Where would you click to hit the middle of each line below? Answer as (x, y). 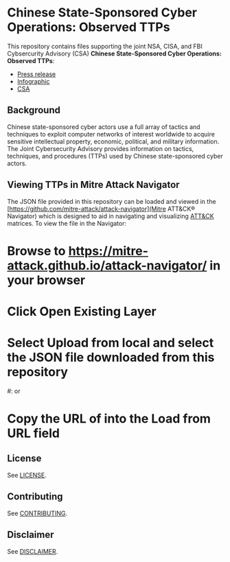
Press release (36, 74)
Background (34, 110)
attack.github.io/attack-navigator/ (107, 265)
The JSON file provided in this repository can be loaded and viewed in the (112, 201)
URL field (34, 433)
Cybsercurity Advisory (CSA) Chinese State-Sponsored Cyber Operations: (114, 54)
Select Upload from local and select (111, 343)
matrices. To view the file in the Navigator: (67, 223)
